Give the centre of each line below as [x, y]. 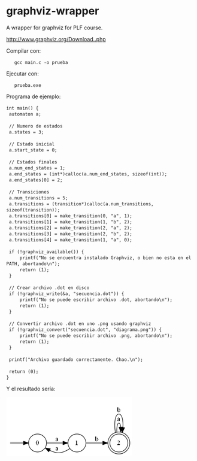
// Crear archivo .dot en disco [49, 288]
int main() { [22, 108]
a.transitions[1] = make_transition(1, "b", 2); [71, 222]
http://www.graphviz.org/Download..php [56, 39]
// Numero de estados [36, 126]
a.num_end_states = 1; [37, 168]
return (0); [24, 371]
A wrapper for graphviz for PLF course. [54, 28]
